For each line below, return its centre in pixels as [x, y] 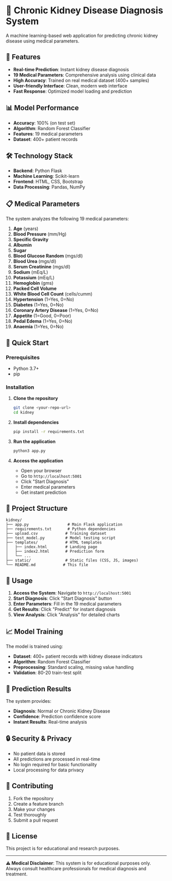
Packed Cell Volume [35, 288]
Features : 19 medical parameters [48, 134]
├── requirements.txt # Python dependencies [61, 529]
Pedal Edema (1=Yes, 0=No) [43, 321]
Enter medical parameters [48, 487]
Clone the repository [35, 398]
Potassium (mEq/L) [34, 278]
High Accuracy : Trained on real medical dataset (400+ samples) [81, 80]
